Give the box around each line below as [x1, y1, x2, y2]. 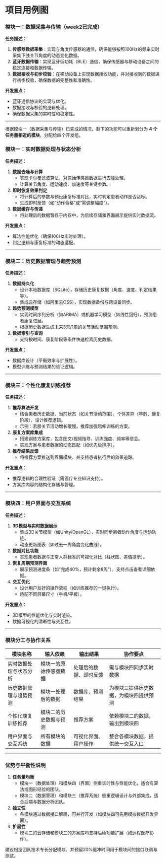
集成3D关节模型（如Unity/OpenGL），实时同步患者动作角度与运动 [19, 529, 152, 535]
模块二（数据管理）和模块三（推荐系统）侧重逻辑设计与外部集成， [19, 792, 154, 798]
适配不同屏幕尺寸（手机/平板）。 [19, 591, 84, 597]
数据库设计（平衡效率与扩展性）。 [12, 358, 80, 363]
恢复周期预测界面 [12, 560, 47, 566]
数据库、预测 [73, 688, 104, 695]
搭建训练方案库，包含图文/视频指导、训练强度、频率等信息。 [19, 435, 143, 442]
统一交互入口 [114, 740, 144, 747]
